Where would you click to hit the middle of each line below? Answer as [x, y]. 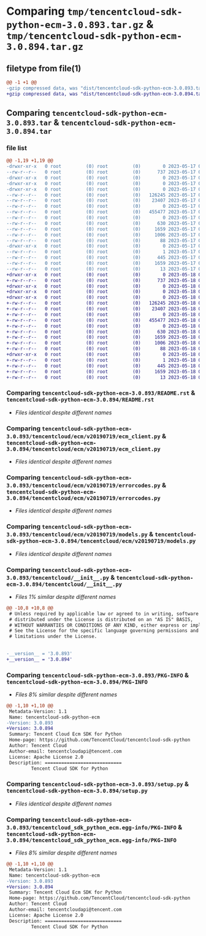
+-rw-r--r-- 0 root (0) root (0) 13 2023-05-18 [101, 377]
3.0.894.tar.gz [45, 47]
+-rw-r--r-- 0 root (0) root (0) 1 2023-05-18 [101, 360]
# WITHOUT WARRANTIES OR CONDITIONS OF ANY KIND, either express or [98, 625]
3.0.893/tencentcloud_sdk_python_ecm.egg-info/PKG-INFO [91, 828]
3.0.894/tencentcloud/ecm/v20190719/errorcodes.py [83, 498]
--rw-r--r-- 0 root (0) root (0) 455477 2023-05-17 [101, 212]
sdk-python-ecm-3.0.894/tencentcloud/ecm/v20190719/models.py [101, 541]
